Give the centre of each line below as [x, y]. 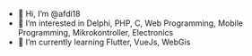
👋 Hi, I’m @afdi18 [49, 14]
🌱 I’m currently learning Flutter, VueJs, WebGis [104, 42]
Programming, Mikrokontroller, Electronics [96, 32]
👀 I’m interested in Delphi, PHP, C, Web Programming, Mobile [130, 23]
